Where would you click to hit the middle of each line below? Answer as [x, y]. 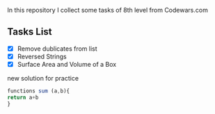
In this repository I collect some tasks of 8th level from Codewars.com [108, 10]
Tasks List [30, 32]
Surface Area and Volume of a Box [67, 64]
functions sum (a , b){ [39, 91]
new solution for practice [43, 78]
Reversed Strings [42, 56]
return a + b [23, 97]
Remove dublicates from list [57, 49]
